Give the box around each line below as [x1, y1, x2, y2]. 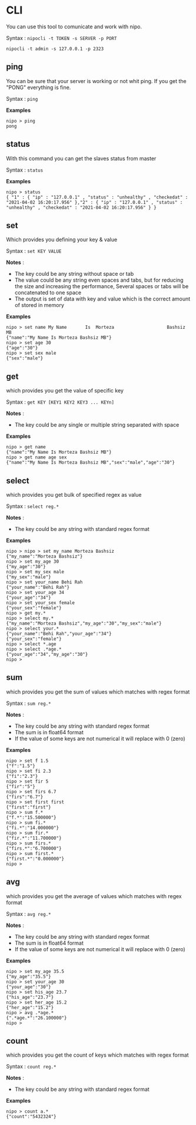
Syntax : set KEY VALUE [6, 248, 62, 255]
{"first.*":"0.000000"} [6, 856, 65, 862]
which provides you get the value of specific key [6, 387, 124, 394]
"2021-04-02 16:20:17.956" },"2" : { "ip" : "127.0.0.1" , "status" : [6, 199, 183, 205]
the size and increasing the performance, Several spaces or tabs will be [14, 283, 189, 290]
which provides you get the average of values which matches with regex [6, 892, 182, 899]
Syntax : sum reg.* [6, 700, 51, 707]
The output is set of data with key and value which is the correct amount [14, 295, 191, 302]
